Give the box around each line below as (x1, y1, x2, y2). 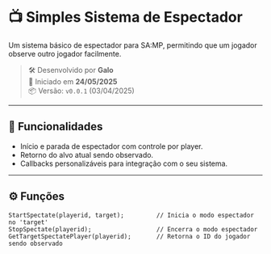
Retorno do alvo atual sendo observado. (19, 150, 154, 159)
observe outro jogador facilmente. (8, 49, 122, 58)
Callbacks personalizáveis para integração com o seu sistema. (19, 159, 228, 168)
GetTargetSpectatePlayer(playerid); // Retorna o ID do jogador (8, 232, 251, 240)
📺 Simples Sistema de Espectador (8, 8, 244, 27)
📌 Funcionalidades (8, 120, 103, 133)
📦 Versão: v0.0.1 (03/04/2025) (27, 86, 135, 95)
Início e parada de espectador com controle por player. (19, 141, 203, 151)
